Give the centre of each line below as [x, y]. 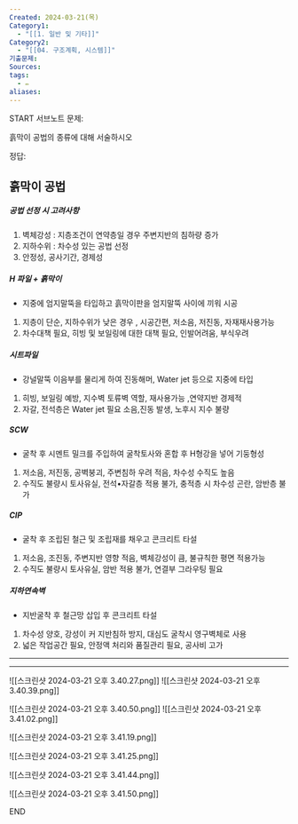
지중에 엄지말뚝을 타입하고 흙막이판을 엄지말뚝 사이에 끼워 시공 [129, 303]
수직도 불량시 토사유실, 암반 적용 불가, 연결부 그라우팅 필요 [122, 568]
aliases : [25, 91]
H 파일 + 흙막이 [35, 279]
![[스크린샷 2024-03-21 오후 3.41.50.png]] [84, 793]
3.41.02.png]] [34, 718]
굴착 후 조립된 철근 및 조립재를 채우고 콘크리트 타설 [110, 539]
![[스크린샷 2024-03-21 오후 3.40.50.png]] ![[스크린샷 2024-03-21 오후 [135, 709]
